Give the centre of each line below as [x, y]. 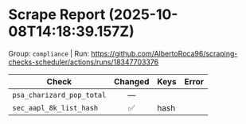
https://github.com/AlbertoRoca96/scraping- [164, 53]
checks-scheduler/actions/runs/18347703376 [84, 62]
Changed [132, 81]
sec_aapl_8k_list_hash [55, 108]
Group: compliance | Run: [49, 53]
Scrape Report [57, 15]
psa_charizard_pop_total [59, 95]
